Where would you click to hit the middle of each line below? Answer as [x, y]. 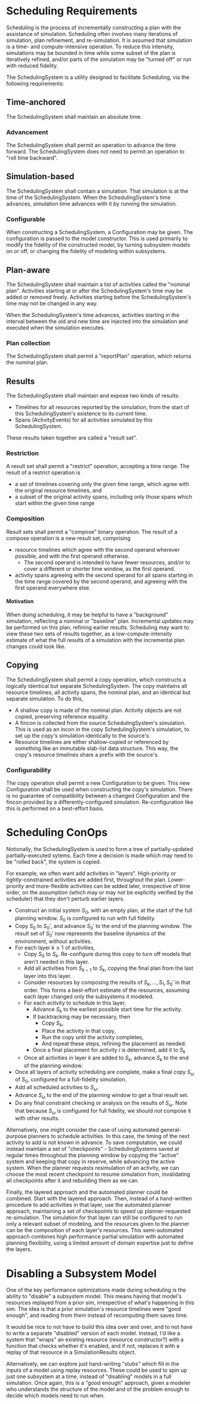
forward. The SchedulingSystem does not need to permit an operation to [96, 152]
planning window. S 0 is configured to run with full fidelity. [85, 919]
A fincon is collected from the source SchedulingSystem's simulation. [100, 723]
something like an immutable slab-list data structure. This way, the [96, 748]
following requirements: [35, 83]
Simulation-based [40, 176]
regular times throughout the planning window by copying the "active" [93, 1155]
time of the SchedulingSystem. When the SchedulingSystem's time [89, 197]
